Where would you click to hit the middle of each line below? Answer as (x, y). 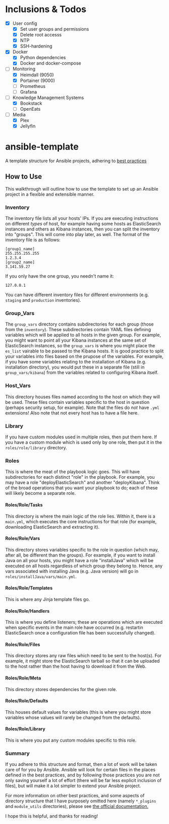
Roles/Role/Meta (23, 678)
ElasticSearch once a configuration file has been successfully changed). (80, 633)
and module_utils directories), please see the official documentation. (77, 806)
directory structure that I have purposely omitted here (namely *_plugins (81, 801)
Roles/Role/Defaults (27, 701)
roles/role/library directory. (36, 448)
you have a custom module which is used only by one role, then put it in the (84, 442)
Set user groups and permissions (54, 29)
